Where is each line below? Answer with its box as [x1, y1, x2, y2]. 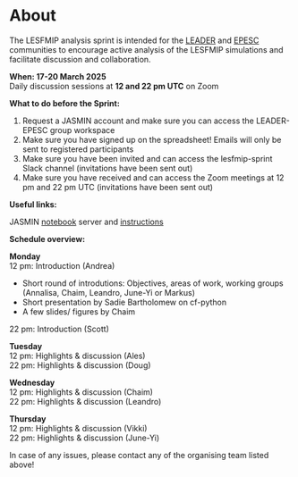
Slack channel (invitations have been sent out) [21, 163, 193, 173]
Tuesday [9, 340, 43, 351]
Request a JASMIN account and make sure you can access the [21, 115, 255, 126]
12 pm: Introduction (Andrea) [9, 260, 115, 271]
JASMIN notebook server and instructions [9, 216, 164, 227]
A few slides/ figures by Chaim [21, 305, 136, 317]
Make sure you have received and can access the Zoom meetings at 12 [21, 172, 285, 183]
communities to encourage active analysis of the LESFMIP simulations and [9, 44, 284, 54]
